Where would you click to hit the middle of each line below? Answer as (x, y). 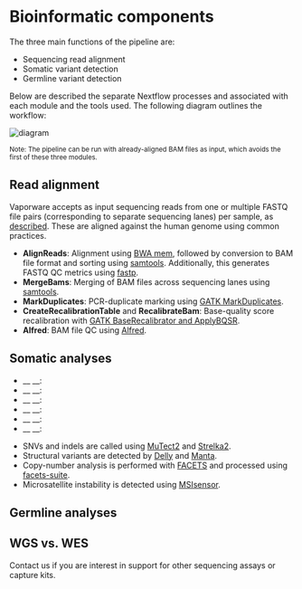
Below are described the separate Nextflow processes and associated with (149, 96)
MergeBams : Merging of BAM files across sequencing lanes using (146, 281)
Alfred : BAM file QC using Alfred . (85, 330)
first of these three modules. (53, 157)
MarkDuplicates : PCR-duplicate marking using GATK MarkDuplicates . (153, 301)
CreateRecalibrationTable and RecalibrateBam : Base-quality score (148, 310)
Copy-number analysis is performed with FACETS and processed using (155, 465)
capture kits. (33, 575)
